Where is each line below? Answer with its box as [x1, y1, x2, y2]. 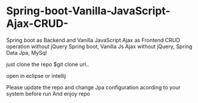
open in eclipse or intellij [6, 72, 66, 79]
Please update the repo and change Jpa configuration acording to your [6, 83, 181, 90]
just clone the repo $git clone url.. [6, 61, 89, 68]
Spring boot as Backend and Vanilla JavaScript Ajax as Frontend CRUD [6, 36, 180, 43]
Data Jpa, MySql [6, 49, 47, 56]
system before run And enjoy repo [6, 90, 91, 97]
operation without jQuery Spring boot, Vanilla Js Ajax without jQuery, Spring [6, 43, 193, 50]
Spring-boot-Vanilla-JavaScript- [6, 4, 171, 18]
